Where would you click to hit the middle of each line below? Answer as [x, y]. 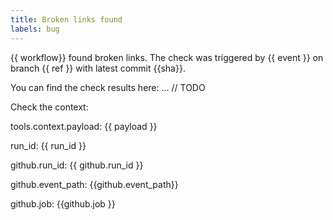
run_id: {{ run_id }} [48, 145]
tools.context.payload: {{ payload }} [84, 126]
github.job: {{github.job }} [63, 203]
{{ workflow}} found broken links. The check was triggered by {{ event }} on [167, 57]
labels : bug [35, 29]
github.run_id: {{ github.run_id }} [77, 165]
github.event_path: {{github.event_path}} [94, 184]
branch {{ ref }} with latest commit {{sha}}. [98, 68]
